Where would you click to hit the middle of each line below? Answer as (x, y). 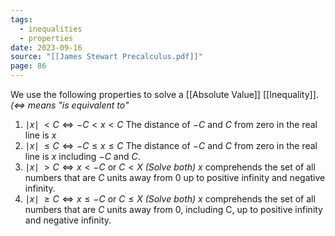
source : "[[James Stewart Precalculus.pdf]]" (106, 57)
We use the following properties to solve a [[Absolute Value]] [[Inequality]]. (164, 94)
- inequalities (51, 29)
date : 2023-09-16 (46, 47)
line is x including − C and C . (82, 156)
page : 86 (28, 66)
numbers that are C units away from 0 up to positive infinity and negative (175, 177)
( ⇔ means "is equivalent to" (70, 105)
